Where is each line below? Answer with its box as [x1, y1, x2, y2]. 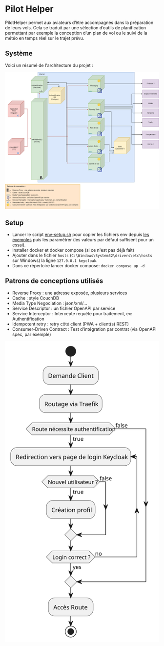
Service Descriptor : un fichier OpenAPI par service [12, 305, 116, 311]
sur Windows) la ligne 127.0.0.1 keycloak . [12, 258, 98, 263]
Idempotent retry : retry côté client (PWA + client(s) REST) [12, 321, 129, 327]
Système [5, 49, 33, 58]
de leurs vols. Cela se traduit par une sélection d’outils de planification [5, 24, 146, 30]
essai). [12, 242, 26, 248]
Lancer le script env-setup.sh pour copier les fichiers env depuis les [12, 231, 149, 237]
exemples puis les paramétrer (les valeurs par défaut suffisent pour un [12, 237, 154, 242]
